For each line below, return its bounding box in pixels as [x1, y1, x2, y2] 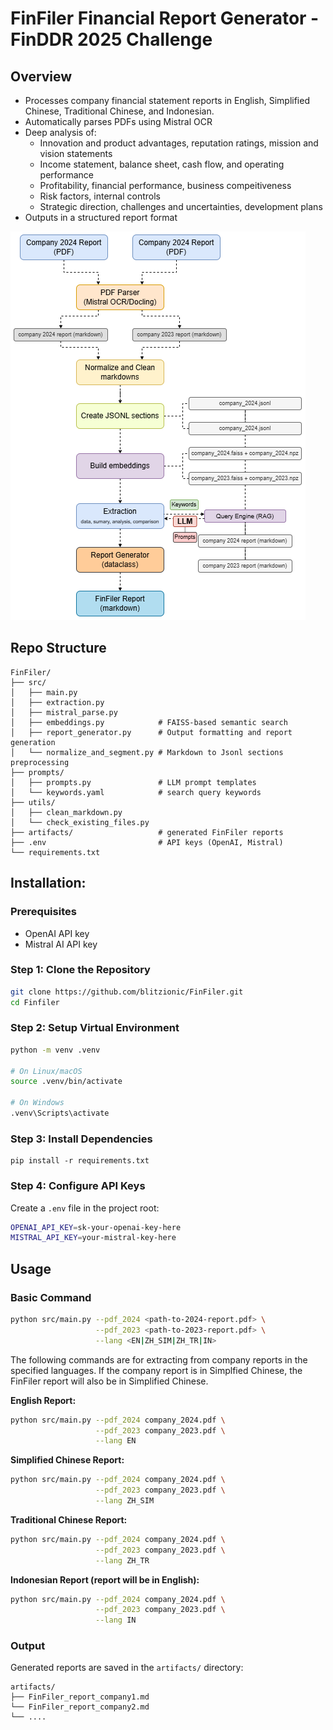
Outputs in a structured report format [24, 212, 178, 223]
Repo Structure [10, 640, 107, 657]
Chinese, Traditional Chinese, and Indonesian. [24, 105, 215, 117]
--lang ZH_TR [95, 1555, 150, 1566]
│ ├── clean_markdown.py [10, 807, 123, 817]
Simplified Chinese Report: [10, 1454, 125, 1466]
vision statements [39, 148, 113, 159]
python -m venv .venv [10, 1045, 101, 1055]
